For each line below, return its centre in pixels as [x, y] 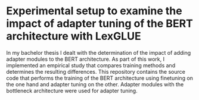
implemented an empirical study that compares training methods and [91, 65]
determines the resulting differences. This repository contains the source [96, 71]
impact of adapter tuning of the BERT [100, 24]
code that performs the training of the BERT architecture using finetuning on [100, 78]
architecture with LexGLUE [74, 36]
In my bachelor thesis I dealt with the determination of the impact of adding [99, 52]
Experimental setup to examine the [94, 11]
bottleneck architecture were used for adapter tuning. [72, 90]
